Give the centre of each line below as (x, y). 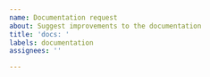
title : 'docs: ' (39, 34)
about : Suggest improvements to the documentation (105, 26)
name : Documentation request (63, 17)
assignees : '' (36, 51)
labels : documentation (51, 43)
